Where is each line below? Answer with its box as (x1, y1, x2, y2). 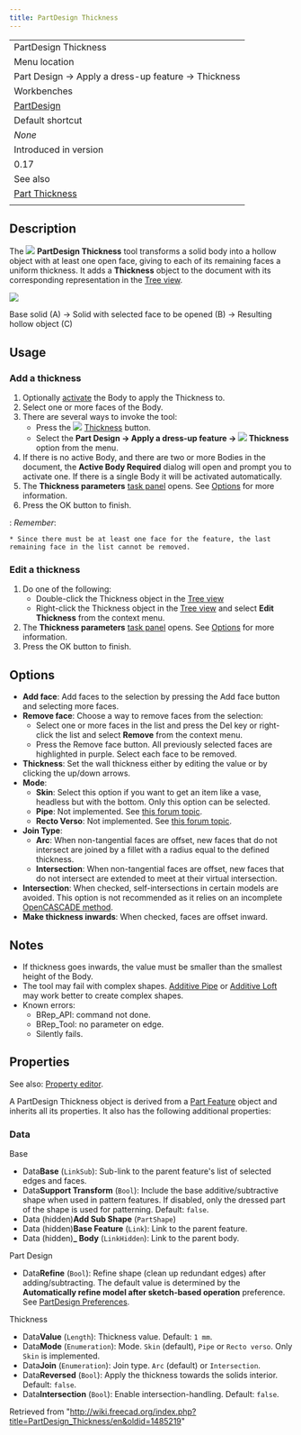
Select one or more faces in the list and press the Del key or (35, 720, 258, 731)
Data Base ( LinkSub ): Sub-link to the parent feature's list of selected (22, 1166, 272, 1176)
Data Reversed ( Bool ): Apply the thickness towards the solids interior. (22, 1370, 279, 1381)
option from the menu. (35, 442, 119, 453)
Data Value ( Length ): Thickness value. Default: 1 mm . (22, 1331, 213, 1342)
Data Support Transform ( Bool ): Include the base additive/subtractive (22, 1185, 279, 1196)
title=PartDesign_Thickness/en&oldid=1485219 (9, 1416, 182, 1427)
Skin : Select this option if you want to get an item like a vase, (35, 787, 262, 798)
